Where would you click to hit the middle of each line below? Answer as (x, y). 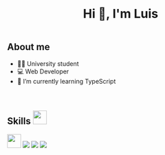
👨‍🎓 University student (48, 63)
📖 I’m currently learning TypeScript (66, 81)
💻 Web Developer (43, 71)
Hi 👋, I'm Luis (121, 14)
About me (29, 47)
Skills (19, 121)
